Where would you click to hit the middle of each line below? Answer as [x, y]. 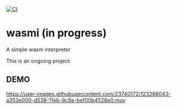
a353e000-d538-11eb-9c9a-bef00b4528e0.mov [66, 100]
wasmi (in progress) [56, 33]
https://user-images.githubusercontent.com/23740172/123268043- [88, 94]
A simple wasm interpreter [39, 49]
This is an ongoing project [38, 61]
